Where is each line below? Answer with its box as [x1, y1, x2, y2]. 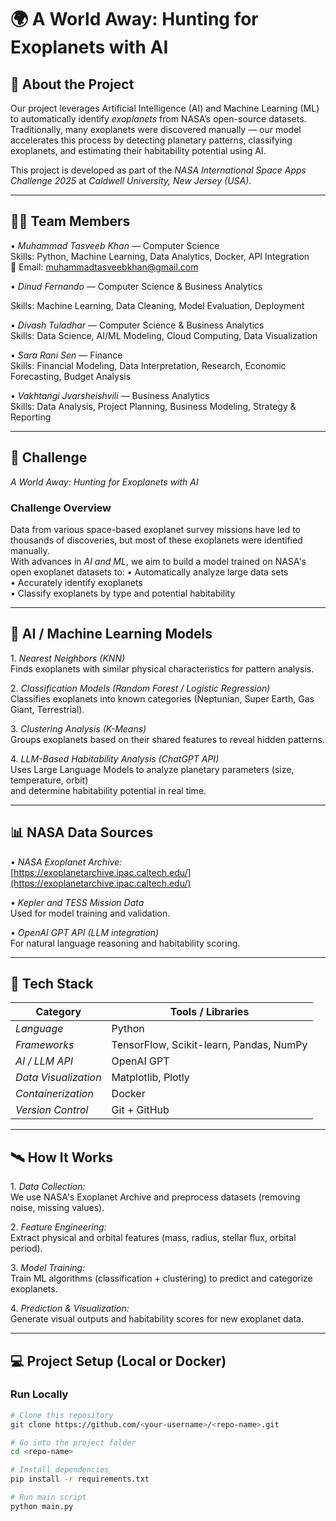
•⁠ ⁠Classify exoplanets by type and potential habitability [10, 587, 236, 599]
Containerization [15, 1087, 94, 1101]
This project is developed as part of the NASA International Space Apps [10, 164, 307, 176]
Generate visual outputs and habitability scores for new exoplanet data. [10, 1313, 304, 1325]
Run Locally [10, 1387, 69, 1401]
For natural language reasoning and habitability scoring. [10, 937, 241, 949]
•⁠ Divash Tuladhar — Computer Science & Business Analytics [10, 319, 265, 331]
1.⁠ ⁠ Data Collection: [10, 1181, 86, 1193]
